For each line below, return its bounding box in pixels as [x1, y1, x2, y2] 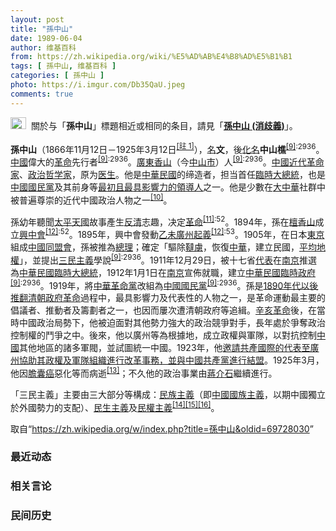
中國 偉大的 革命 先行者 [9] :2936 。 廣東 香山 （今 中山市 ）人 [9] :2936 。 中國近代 [10, 154, 307, 168]
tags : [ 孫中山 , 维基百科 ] [10, 61, 117, 71]
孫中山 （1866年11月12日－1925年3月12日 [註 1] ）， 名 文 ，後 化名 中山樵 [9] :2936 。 [10, 141, 325, 155]
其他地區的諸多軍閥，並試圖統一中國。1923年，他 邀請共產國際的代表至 [19, 342, 311, 354]
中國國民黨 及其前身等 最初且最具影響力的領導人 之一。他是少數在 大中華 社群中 [10, 181, 326, 193]
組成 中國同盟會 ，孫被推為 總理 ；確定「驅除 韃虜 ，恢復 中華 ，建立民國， [10, 241, 300, 253]
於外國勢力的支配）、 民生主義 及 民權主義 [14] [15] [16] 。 [10, 399, 220, 413]
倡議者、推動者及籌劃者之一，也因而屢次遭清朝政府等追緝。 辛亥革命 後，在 [10, 304, 317, 316]
